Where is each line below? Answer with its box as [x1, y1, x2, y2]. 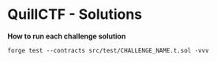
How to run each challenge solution [7, 31, 126, 41]
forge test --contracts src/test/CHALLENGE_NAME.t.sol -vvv [7, 46, 210, 54]
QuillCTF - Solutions [7, 5, 143, 24]
